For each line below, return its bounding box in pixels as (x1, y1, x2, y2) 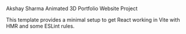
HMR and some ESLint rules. (6, 23, 75, 29)
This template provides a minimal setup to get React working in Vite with (6, 16, 180, 23)
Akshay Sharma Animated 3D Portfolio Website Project (6, 5, 138, 12)
